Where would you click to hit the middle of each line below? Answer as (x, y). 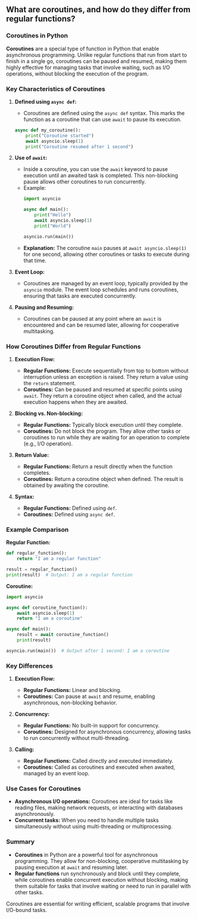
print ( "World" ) (53, 226)
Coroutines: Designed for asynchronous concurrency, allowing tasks (107, 732)
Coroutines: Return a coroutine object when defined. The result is (103, 479)
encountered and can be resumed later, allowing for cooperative (101, 325)
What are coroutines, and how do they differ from (98, 10)
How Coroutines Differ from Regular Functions (74, 346)
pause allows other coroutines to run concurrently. (84, 182)
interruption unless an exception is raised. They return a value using (106, 377)
